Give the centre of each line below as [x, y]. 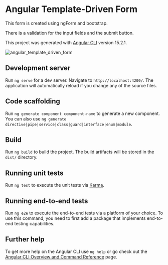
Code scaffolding [33, 101]
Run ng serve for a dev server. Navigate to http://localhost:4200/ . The [79, 80]
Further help [25, 239]
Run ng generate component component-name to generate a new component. [83, 113]
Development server [38, 68]
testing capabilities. [34, 224]
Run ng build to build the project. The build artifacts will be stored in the [80, 152]
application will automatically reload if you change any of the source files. [81, 85]
